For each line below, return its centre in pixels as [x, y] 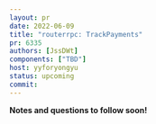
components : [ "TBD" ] [48, 59]
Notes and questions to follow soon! [78, 110]
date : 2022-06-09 [42, 26]
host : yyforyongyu [44, 68]
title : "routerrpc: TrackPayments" [76, 34]
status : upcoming [42, 76]
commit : [24, 84]
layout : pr [30, 18]
